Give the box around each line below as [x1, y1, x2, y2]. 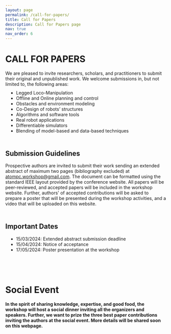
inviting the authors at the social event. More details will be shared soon [5, 317, 161, 323]
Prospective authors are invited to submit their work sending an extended [5, 163, 160, 169]
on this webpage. [5, 323, 43, 329]
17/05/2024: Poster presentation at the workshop [16, 247, 120, 253]
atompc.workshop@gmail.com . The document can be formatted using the [5, 173, 161, 180]
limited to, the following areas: [5, 81, 69, 87]
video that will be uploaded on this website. [5, 201, 97, 207]
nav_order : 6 [5, 31, 33, 36]
